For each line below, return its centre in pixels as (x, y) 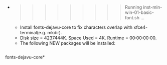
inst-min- (152, 7)
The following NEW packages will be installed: (67, 43)
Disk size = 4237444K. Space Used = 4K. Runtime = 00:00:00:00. (88, 38)
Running (133, 7)
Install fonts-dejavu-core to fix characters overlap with (76, 27)
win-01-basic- (139, 12)
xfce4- (141, 27)
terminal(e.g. (33, 32)
